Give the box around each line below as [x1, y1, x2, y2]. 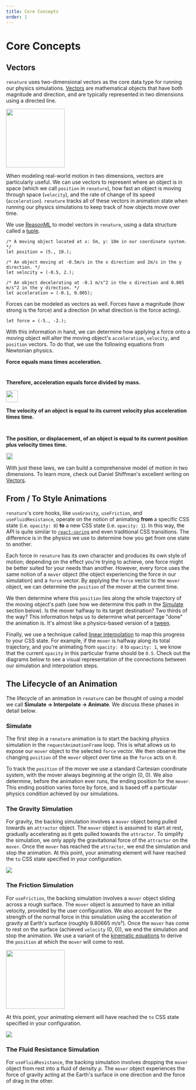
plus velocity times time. [6, 441, 67, 448]
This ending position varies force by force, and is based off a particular [6, 784, 177, 791]
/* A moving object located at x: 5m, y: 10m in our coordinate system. [6, 238, 187, 244]
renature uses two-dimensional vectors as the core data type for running [6, 78, 183, 85]
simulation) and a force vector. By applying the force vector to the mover [6, 576, 180, 584]
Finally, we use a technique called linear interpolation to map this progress [6, 630, 185, 637]
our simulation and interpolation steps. [6, 662, 99, 669]
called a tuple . [6, 227, 40, 234]
